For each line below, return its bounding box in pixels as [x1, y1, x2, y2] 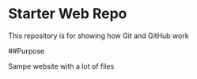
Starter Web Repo [8, 5, 127, 23]
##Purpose [8, 46, 45, 55]
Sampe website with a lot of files [8, 61, 115, 71]
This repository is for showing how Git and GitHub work [8, 31, 189, 40]
